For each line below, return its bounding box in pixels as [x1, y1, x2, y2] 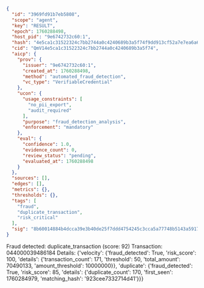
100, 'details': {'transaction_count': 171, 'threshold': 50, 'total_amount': [6, 255, 181, 262]
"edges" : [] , [12, 181, 45, 187]
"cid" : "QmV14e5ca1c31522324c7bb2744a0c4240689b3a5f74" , [12, 46, 159, 52]
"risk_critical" [17, 214, 59, 221]
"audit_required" [28, 107, 72, 114]
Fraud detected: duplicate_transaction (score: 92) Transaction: [6, 242, 163, 250]
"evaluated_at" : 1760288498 [22, 158, 94, 164]
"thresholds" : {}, [12, 192, 59, 198]
